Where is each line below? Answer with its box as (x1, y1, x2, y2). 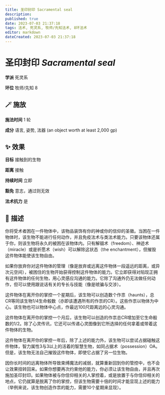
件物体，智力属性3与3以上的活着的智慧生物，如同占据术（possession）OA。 (5, 343, 160, 349)
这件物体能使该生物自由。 (5, 253, 57, 259)
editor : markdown (5, 30, 41, 35)
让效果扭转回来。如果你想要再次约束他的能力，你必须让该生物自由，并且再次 (5, 366, 160, 372)
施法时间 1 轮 (5, 116, 31, 123)
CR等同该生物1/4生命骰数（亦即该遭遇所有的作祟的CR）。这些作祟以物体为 (5, 298, 155, 304)
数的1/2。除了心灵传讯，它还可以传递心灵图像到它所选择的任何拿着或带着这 (5, 321, 158, 327)
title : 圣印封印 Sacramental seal (5, 7, 73, 12)
